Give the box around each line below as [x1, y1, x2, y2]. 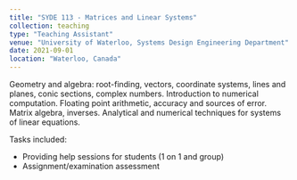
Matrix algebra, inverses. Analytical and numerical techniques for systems [9, 108, 282, 118]
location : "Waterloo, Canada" [9, 54, 122, 63]
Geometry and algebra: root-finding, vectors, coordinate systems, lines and [9, 79, 286, 89]
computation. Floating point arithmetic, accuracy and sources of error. [9, 98, 268, 108]
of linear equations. [9, 117, 80, 127]
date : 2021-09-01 [9, 46, 74, 55]
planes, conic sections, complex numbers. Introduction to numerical [9, 88, 259, 99]
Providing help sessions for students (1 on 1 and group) [21, 151, 225, 161]
